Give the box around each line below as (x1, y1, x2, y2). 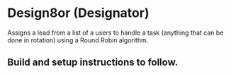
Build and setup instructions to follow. (7, 57, 179, 69)
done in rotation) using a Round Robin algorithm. (7, 35, 149, 44)
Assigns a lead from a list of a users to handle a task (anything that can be (7, 28, 224, 37)
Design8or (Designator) (7, 5, 150, 21)
